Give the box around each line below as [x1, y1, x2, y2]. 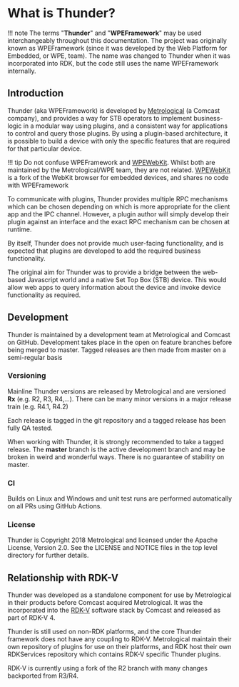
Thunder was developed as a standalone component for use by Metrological [7, 591, 232, 599]
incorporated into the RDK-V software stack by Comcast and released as [7, 606, 221, 615]
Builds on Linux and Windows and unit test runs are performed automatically [7, 494, 233, 503]
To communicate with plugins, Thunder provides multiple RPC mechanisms [7, 194, 228, 203]
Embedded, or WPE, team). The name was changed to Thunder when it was [7, 51, 230, 60]
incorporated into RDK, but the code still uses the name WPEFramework [7, 59, 219, 67]
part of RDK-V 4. [7, 613, 56, 622]
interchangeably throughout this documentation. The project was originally [7, 36, 227, 44]
